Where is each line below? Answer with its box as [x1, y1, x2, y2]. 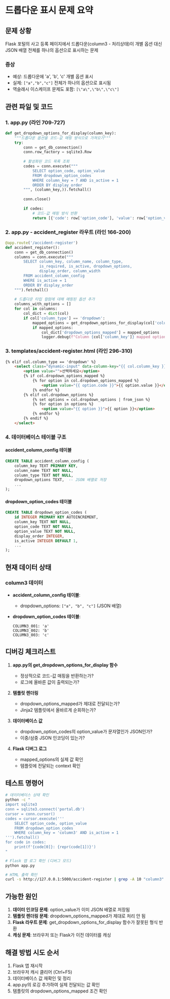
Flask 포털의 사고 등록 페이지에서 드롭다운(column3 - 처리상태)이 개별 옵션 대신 [5, 41, 162, 47]
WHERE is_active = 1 [23, 278, 67, 283]
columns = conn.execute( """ [14, 254, 73, 260]
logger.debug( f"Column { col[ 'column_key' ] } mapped [41, 335, 151, 340]
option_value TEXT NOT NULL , [14, 529, 76, 534]
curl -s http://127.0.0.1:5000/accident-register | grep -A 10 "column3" [5, 877, 164, 882]
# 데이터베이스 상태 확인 [5, 793, 50, 798]
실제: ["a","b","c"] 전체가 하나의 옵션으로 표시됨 [12, 80, 111, 86]
